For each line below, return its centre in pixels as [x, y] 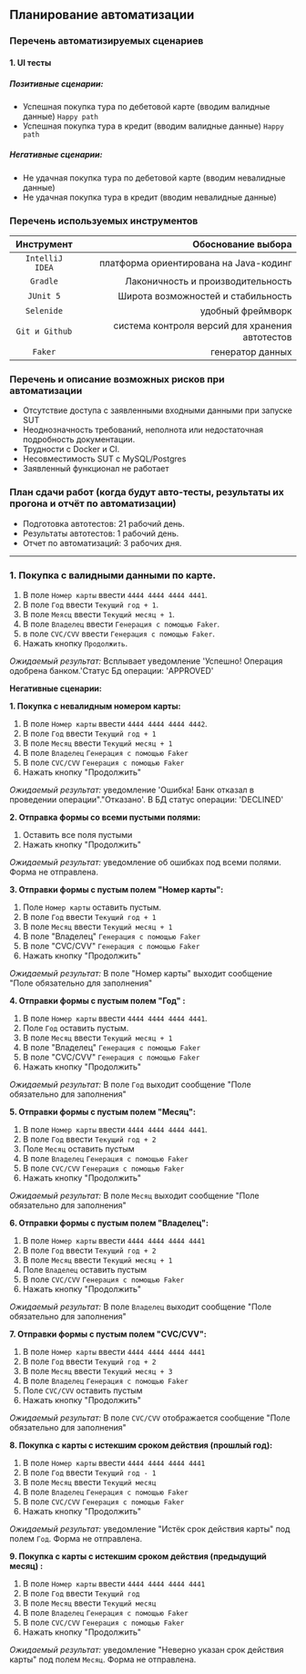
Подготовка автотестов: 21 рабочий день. [103, 523]
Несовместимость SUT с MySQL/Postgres [104, 459]
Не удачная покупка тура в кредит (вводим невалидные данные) [150, 197]
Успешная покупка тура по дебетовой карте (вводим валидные [146, 106]
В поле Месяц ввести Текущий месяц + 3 [97, 1371]
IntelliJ [44, 258]
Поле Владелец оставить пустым [85, 1270]
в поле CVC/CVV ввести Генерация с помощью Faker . [119, 634]
